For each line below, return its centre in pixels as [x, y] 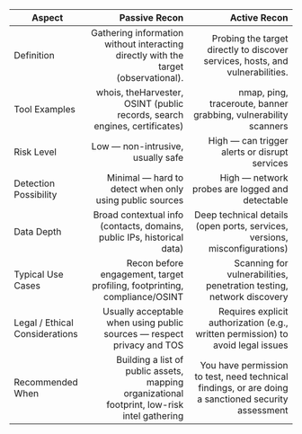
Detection [35, 183]
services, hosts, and [246, 61]
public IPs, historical [141, 237]
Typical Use [39, 275]
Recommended [46, 382]
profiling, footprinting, [138, 285]
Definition [35, 55]
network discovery [249, 297]
